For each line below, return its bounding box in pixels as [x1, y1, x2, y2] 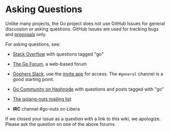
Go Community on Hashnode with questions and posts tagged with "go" [12, 86, 164, 92]
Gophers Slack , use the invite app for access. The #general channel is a [12, 70, 163, 77]
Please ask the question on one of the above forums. [5, 121, 116, 127]
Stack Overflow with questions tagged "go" [12, 51, 104, 57]
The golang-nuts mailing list [12, 96, 71, 102]
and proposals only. [5, 31, 47, 37]
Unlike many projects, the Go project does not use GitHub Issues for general [5, 20, 165, 27]
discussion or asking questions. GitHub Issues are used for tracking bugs [5, 25, 159, 32]
